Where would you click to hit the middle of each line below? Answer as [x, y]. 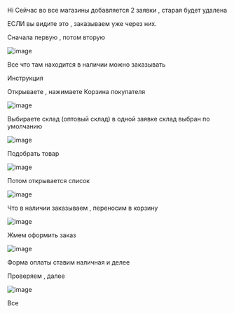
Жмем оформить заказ [42, 235]
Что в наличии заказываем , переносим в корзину [83, 208]
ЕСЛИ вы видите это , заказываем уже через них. [82, 24]
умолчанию [25, 126]
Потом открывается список [49, 181]
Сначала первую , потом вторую [56, 37]
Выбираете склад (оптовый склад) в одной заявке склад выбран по [109, 119]
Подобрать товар [33, 153]
